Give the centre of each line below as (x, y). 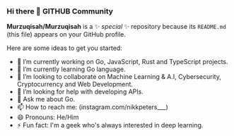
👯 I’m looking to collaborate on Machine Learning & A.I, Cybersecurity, (119, 77)
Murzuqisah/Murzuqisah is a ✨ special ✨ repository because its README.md (117, 27)
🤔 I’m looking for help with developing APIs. (80, 92)
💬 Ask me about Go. (46, 99)
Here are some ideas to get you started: (65, 48)
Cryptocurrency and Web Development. (75, 85)
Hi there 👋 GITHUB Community (60, 11)
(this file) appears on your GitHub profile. (66, 35)
